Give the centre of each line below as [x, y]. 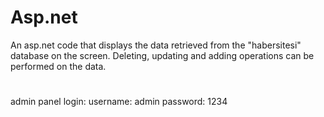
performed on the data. [58, 66]
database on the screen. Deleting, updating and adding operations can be [162, 55]
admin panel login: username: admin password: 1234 [119, 102]
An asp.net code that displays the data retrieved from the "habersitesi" [156, 45]
